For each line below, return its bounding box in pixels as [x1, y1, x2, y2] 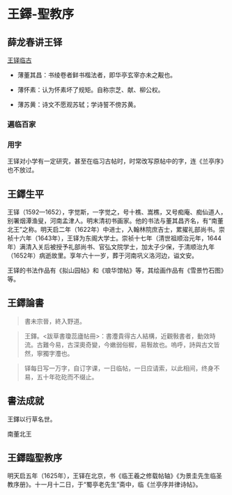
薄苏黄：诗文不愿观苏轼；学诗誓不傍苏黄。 [17, 100, 140, 109]
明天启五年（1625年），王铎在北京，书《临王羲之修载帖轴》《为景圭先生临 [7, 471, 217, 480]
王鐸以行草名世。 [7, 415, 56, 423]
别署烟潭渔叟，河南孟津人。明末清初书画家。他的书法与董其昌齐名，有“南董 [7, 217, 224, 225]
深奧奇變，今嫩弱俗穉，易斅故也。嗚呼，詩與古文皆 [72, 340, 220, 349]
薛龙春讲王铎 [7, 36, 63, 48]
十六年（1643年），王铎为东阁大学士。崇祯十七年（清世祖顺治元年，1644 [13, 234, 222, 242]
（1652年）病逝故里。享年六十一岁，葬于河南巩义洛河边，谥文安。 [7, 251, 199, 260]
